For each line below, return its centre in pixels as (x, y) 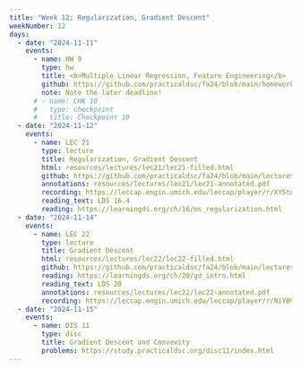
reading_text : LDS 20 (82, 284)
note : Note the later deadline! (102, 92)
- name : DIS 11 (61, 326)
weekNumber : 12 (38, 26)
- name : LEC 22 (61, 234)
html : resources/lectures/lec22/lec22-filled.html (138, 259)
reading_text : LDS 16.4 (86, 201)
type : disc (62, 334)
